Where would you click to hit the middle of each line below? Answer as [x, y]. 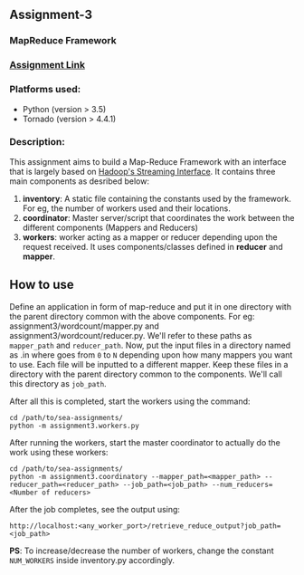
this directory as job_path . [58, 383]
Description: [37, 142]
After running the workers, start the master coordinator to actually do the [145, 442]
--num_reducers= [242, 484]
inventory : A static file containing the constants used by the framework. [157, 198]
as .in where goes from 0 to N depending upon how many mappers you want [151, 355]
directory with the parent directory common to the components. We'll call [146, 374]
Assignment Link [47, 65]
